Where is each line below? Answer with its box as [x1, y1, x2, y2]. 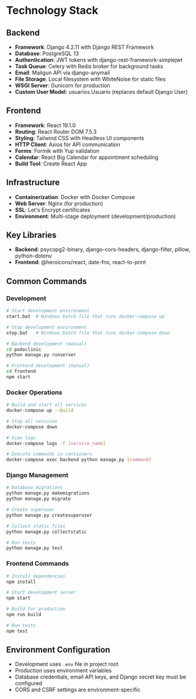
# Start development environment [6, 308, 90, 314]
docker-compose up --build [6, 407, 74, 414]
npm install [6, 579, 36, 585]
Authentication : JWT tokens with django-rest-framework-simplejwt [14, 57, 183, 63]
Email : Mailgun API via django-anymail [14, 69, 110, 76]
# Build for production [6, 606, 66, 612]
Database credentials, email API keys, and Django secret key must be [14, 673, 186, 680]
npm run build [6, 612, 42, 618]
